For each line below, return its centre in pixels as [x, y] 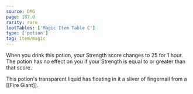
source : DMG [20, 11]
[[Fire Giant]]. [22, 85]
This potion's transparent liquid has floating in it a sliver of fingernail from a [96, 79]
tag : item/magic [26, 39]
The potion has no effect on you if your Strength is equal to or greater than [96, 61]
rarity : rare [22, 22]
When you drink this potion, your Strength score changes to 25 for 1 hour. [94, 55]
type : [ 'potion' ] [27, 33]
